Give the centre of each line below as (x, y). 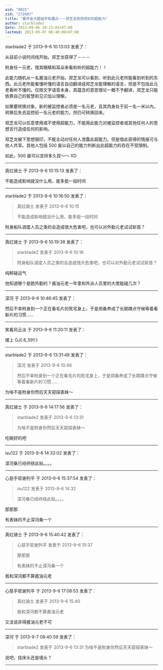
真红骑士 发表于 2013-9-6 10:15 (48, 206)
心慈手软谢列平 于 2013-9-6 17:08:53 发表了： (51, 591)
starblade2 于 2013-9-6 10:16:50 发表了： (47, 196)
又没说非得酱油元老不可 (28, 622)
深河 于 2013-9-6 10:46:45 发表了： (41, 298)
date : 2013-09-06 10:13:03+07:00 (39, 28)
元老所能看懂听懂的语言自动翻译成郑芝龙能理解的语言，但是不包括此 (86, 84)
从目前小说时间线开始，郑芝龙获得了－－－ (48, 57)
